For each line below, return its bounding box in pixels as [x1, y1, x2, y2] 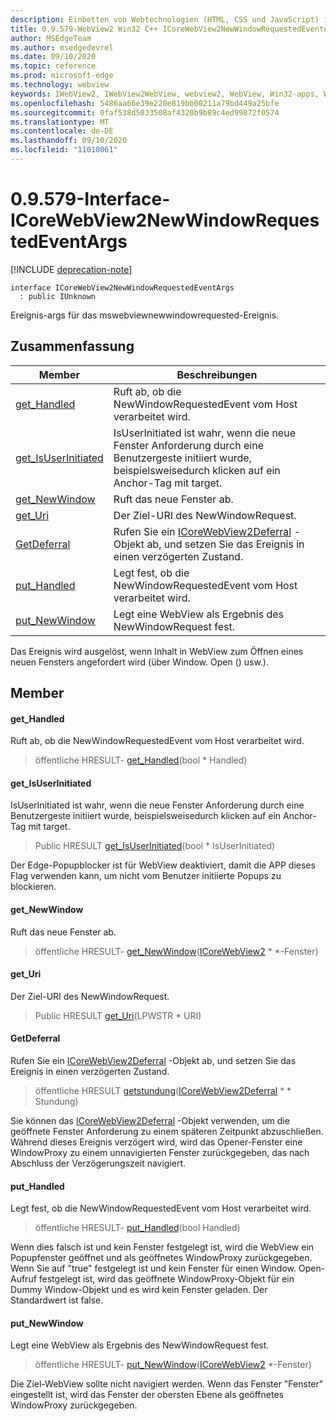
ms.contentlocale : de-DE [10, 126, 114, 136]
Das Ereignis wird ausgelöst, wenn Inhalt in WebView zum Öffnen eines [10, 645, 304, 657]
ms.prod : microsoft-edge [10, 71, 114, 81]
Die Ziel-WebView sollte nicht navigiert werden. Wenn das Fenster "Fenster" [10, 1378, 324, 1390]
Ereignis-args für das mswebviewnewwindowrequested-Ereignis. [10, 309, 280, 321]
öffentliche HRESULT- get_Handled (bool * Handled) [34, 754, 248, 766]
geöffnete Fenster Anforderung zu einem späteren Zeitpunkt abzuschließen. [10, 1126, 324, 1138]
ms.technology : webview [10, 80, 110, 90]
